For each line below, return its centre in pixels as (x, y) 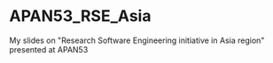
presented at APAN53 (49, 49)
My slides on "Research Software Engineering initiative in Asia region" (137, 40)
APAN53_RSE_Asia (80, 16)
